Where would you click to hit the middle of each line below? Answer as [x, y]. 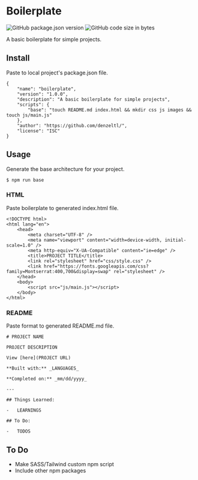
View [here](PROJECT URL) [38, 358]
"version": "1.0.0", [43, 94]
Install [18, 58]
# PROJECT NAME [25, 337]
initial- [175, 240]
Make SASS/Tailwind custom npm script [64, 464]
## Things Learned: [31, 400]
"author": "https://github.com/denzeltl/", [72, 125]
